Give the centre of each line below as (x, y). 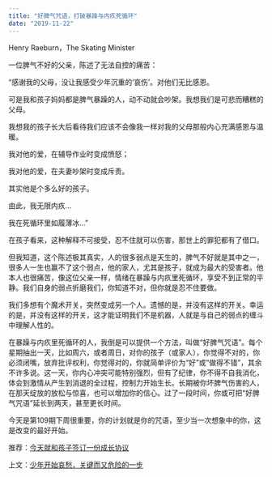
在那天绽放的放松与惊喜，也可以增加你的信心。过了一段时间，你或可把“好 (131, 393)
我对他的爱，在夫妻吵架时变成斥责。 (69, 171)
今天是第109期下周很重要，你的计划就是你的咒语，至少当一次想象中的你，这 (135, 420)
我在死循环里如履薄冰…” (49, 223)
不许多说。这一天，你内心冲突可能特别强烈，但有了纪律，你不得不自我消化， (136, 373)
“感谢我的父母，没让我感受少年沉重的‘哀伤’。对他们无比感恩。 (111, 82)
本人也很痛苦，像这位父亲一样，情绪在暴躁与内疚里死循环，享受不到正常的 (132, 277)
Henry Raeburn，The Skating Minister (72, 47)
